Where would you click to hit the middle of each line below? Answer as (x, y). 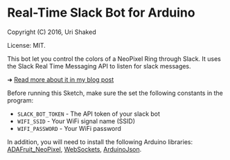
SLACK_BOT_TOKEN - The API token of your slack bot (89, 114)
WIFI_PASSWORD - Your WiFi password (69, 128)
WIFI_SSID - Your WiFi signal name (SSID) (76, 121)
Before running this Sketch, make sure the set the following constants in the (115, 93)
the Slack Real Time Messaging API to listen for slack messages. (99, 66)
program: (20, 100)
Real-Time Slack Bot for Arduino (101, 13)
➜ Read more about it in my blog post (61, 79)
